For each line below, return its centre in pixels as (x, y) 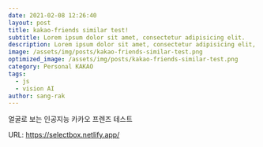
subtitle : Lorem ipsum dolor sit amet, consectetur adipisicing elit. (127, 37)
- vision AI (35, 88)
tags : (17, 74)
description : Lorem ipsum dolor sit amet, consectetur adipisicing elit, (132, 45)
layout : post (30, 23)
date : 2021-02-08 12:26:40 (53, 15)
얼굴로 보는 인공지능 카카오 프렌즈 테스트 (70, 119)
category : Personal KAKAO (51, 67)
